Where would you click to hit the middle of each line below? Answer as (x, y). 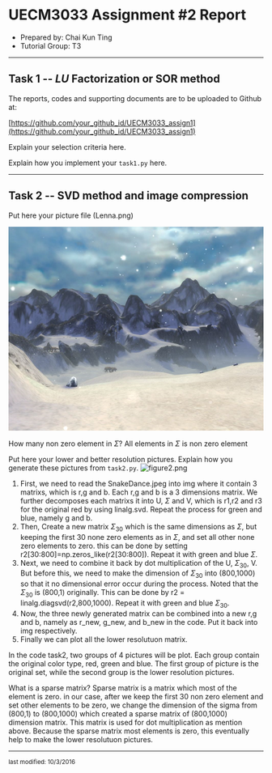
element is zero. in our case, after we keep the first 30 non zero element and (136, 696)
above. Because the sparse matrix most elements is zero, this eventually (129, 731)
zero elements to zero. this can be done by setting (104, 546)
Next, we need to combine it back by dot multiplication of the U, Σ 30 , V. (138, 564)
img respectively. (49, 631)
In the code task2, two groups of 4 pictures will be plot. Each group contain (134, 655)
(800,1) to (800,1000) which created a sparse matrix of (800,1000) (118, 713)
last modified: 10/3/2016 (42, 762)
